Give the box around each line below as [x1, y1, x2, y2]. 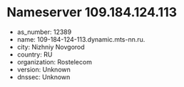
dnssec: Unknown [16, 72, 71, 81]
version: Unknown [16, 65, 71, 74]
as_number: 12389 [16, 28, 72, 36]
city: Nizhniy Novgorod [16, 42, 85, 51]
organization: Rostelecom [16, 57, 92, 66]
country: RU [16, 50, 53, 59]
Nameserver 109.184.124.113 [6, 4, 178, 21]
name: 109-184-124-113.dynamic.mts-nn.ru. [16, 35, 145, 43]
